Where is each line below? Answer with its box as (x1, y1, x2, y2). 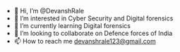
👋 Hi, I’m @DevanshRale (13, 7, 85, 15)
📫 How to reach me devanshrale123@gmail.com (13, 37, 157, 45)
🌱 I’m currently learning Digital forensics (13, 22, 131, 30)
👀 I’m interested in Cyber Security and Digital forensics (13, 14, 174, 22)
